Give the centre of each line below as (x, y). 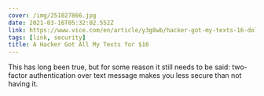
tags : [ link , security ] (47, 37)
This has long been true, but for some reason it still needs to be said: (119, 67)
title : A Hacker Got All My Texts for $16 (79, 45)
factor (18, 76)
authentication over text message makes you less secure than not (135, 76)
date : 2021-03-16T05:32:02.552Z (61, 23)
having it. (23, 84)
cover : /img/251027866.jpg (52, 15)
